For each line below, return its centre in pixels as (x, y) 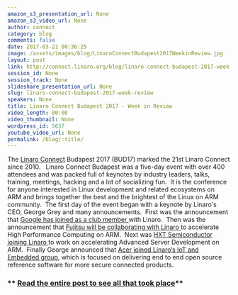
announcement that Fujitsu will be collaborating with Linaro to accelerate (113, 227)
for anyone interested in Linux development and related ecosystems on (111, 189)
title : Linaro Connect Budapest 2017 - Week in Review (90, 106)
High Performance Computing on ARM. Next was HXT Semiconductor (110, 235)
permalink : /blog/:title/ (45, 139)
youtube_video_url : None (44, 133)
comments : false (31, 40)
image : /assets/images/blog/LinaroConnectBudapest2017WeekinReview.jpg (115, 54)
